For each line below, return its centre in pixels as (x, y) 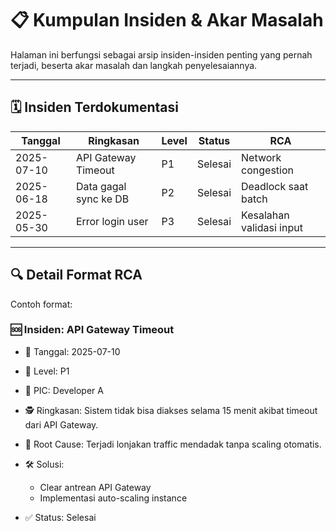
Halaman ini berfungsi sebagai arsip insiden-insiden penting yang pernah (161, 54)
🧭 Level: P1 (47, 371)
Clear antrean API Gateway (95, 487)
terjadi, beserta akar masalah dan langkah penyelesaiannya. (134, 65)
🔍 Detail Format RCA (76, 275)
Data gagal (101, 186)
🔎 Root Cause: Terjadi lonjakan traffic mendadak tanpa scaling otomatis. (173, 444)
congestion (267, 170)
